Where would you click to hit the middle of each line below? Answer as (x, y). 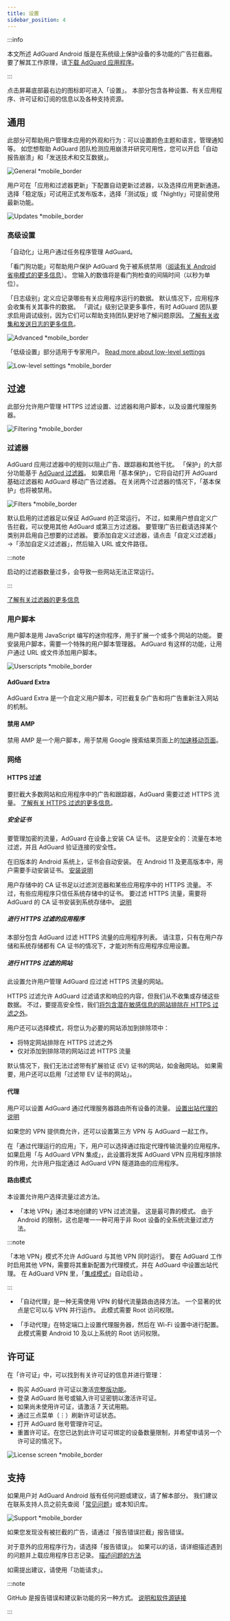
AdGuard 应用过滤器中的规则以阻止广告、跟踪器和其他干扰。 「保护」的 (109, 464)
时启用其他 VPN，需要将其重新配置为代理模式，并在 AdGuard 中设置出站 (110, 1264)
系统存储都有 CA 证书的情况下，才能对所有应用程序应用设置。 (106, 946)
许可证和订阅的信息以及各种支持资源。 (73, 99)
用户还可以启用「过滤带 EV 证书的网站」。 (77, 1074)
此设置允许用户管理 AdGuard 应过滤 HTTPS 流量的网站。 (87, 982)
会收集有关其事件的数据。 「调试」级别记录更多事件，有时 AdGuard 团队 (110, 306)
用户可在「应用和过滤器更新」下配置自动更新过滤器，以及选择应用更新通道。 (115, 186)
